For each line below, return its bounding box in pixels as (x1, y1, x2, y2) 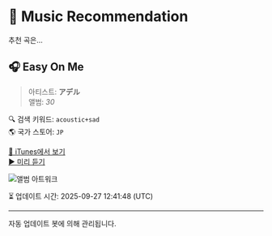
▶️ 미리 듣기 (8, 157, 46, 166)
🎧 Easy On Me (8, 60, 84, 74)
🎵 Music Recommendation (8, 7, 189, 26)
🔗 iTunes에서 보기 (8, 146, 66, 157)
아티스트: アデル (28, 87, 81, 97)
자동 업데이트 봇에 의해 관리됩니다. (8, 218, 117, 228)
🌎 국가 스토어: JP (8, 127, 64, 136)
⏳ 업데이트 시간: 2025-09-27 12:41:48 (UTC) (8, 191, 154, 201)
